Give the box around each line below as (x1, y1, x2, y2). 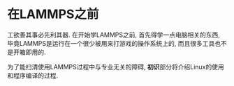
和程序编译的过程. (7, 71, 59, 80)
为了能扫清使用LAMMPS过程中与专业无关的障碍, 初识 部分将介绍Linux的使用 (7, 62, 225, 71)
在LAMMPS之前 (7, 6, 99, 22)
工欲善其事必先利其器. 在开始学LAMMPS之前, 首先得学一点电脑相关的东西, (7, 31, 220, 39)
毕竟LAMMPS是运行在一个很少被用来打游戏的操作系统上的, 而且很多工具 (7, 39, 215, 47)
